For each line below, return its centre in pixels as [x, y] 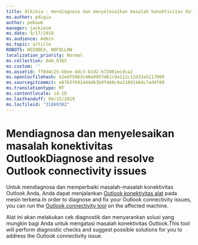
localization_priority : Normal [44, 55]
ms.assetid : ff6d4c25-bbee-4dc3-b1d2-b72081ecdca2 [70, 72]
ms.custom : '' [24, 66]
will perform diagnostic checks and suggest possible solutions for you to [94, 230]
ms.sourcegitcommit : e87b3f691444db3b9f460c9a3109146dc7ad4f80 [85, 83]
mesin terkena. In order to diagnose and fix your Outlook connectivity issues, [99, 200]
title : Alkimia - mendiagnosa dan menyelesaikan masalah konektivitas [95, 11]
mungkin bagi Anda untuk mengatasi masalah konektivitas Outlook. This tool [98, 223]
